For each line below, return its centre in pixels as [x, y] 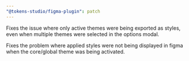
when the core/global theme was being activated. [66, 51]
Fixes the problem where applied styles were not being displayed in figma [95, 45]
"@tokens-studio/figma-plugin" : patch [53, 11]
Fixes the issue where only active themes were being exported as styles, [93, 28]
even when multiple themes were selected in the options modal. [83, 34]
